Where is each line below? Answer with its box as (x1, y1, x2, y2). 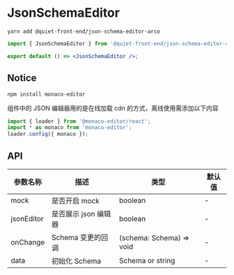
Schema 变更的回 (51, 232, 109, 242)
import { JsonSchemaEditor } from (7, 40, 108, 47)
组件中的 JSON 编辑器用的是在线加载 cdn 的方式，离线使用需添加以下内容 (7, 103, 219, 112)
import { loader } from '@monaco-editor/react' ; (7, 117, 151, 125)
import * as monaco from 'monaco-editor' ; (7, 124, 132, 131)
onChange (10, 237, 45, 247)
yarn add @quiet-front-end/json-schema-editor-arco (7, 28, 160, 35)
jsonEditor (10, 214, 44, 223)
